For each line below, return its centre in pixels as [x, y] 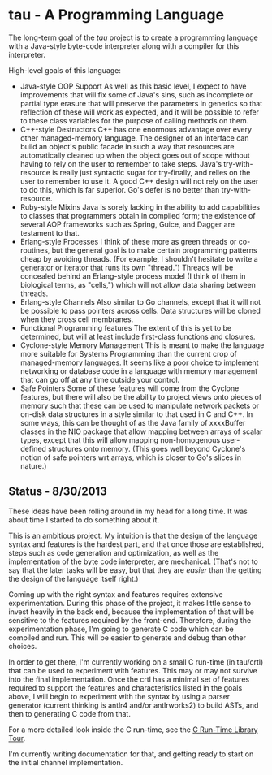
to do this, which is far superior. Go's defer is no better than [120, 189]
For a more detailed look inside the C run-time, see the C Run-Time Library [133, 730]
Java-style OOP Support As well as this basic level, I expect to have [133, 86]
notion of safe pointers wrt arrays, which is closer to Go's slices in [131, 457]
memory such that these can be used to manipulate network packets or [140, 405]
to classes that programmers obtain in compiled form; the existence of [138, 215]
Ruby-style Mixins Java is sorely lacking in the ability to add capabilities [140, 207]
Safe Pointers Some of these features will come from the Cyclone [130, 388]
